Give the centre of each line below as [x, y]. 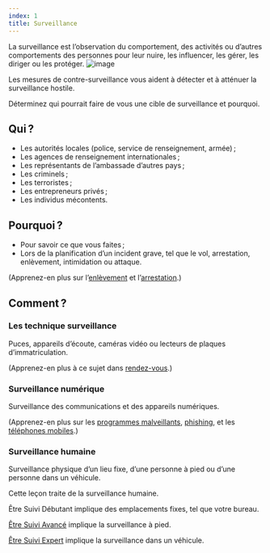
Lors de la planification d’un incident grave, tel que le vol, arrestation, [135, 253]
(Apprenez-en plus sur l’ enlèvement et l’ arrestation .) [95, 278]
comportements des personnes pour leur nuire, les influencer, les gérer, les [134, 55]
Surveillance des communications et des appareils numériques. [114, 407]
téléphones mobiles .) [43, 431]
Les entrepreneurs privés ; [63, 192]
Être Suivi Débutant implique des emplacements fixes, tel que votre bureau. [134, 509]
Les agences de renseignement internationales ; [100, 157]
